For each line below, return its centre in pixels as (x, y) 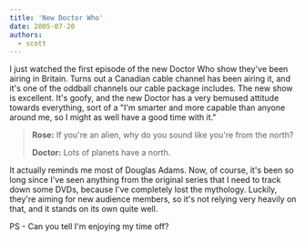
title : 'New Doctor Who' (56, 18)
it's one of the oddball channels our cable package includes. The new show (151, 88)
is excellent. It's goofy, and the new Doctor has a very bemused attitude (144, 98)
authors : (26, 35)
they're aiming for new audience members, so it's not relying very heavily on (153, 199)
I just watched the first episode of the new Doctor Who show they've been (149, 69)
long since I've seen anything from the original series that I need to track (145, 180)
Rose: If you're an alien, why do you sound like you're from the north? (163, 135)
